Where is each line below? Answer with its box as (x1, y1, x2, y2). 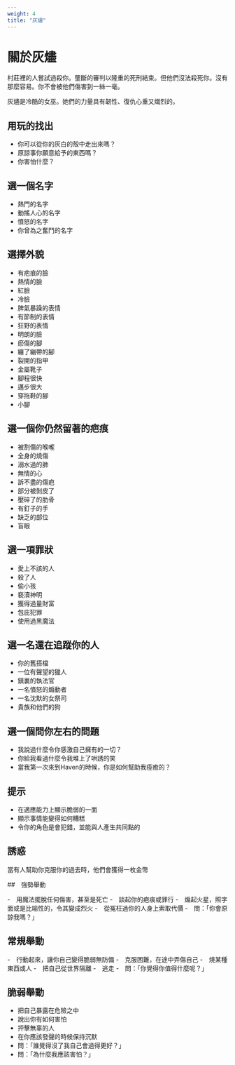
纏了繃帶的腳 (17, 347, 55, 356)
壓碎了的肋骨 (17, 495, 55, 504)
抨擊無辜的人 (17, 1024, 55, 1032)
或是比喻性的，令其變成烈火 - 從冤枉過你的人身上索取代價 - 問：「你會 (13, 904, 222, 912)
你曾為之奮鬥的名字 (17, 226, 73, 235)
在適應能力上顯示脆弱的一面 (17, 805, 98, 814)
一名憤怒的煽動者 (17, 685, 67, 694)
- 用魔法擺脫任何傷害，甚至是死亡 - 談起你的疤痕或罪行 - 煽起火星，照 (7, 895, 222, 904)
